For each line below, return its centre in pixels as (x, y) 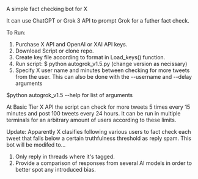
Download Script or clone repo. (54, 51)
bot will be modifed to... (36, 145)
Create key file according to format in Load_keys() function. (90, 57)
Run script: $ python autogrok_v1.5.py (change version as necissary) (101, 64)
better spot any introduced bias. (55, 170)
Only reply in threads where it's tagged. (65, 156)
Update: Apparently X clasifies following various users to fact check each (99, 132)
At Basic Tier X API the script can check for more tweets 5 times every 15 (98, 107)
